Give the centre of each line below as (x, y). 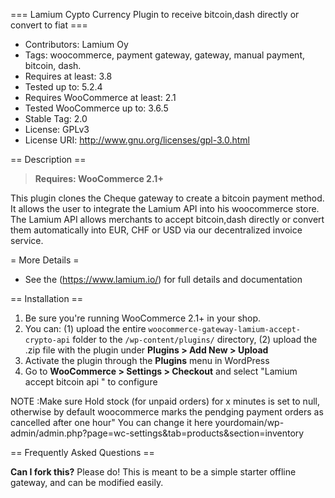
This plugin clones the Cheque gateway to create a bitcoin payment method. (167, 198)
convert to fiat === (49, 25)
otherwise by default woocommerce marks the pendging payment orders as (167, 412)
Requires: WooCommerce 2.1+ (99, 178)
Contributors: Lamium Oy (76, 44)
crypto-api (47, 340)
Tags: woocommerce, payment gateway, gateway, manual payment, (164, 55)
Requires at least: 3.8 (68, 76)
